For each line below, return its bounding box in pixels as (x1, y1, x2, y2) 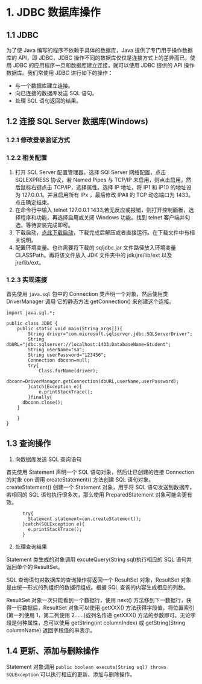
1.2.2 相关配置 (6, 154, 47, 162)
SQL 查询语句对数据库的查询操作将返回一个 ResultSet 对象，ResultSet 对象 (6, 576, 192, 583)
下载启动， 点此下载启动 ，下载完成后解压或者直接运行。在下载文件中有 (14, 228, 190, 236)
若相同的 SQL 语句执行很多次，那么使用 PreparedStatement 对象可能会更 (6, 491, 188, 498)
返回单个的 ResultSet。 (6, 563, 63, 570)
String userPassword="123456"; (28, 352, 107, 358)
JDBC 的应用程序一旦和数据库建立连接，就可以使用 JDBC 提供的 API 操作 (13, 61, 195, 69)
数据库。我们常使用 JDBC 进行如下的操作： (6, 69, 113, 76)
